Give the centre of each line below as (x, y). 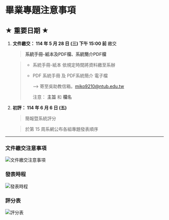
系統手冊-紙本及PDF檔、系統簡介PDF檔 (66, 54)
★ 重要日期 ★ (27, 30)
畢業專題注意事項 (41, 10)
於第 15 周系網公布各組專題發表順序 (62, 129)
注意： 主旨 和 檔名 (52, 97)
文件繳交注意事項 (26, 148)
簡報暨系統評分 (40, 118)
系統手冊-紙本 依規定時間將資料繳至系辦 (74, 65)
